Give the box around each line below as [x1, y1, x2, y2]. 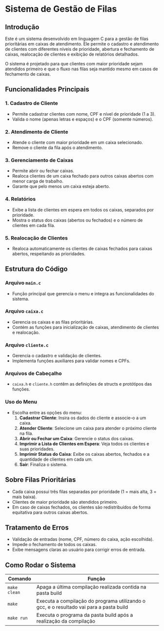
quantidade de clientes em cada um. [19, 456, 93, 462]
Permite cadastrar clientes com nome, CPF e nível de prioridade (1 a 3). [12, 111, 156, 117]
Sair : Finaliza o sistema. [19, 461, 67, 467]
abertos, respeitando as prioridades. [12, 250, 85, 257]
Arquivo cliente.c [5, 342, 49, 348]
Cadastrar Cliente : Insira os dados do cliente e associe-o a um [19, 415, 146, 421]
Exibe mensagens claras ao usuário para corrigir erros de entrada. [12, 547, 146, 552]
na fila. [19, 430, 33, 436]
